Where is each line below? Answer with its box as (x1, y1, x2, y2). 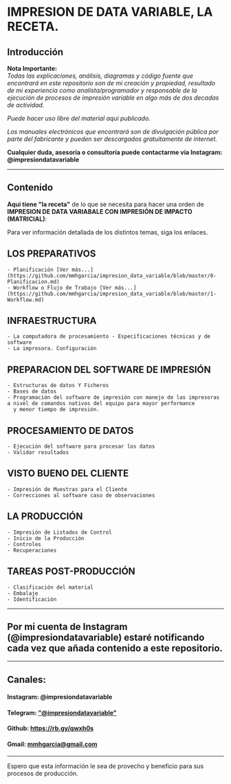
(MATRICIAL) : (7, 215, 47, 223)
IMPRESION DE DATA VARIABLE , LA (7, 4, 213, 20)
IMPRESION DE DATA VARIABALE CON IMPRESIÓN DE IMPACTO (7, 207, 192, 215)
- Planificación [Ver (7, 266, 69, 273)
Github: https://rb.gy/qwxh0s (7, 724, 94, 732)
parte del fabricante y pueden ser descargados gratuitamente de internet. (7, 135, 218, 143)
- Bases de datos (7, 388, 57, 395)
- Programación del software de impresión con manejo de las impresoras (7, 394, 220, 401)
